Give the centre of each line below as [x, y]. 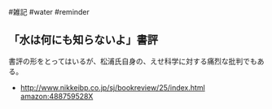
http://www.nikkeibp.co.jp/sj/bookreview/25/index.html [112, 87]
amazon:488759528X [57, 96]
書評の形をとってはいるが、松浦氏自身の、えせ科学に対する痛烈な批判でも [133, 61]
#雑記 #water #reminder [49, 12]
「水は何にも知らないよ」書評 [83, 40]
